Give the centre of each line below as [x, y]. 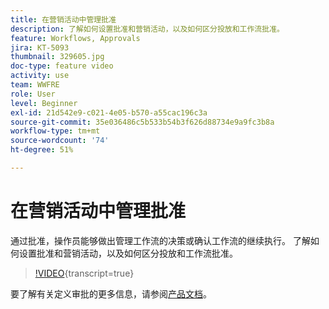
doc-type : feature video [62, 66]
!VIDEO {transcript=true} [84, 273]
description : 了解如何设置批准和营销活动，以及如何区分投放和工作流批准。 [147, 29]
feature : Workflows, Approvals [75, 38]
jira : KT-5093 [40, 47]
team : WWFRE [35, 85]
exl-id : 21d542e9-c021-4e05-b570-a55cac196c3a [109, 112]
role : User [33, 94]
